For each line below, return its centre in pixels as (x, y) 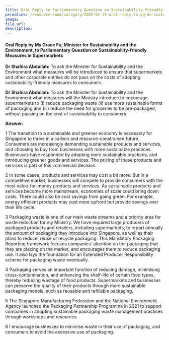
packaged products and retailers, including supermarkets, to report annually (84, 228)
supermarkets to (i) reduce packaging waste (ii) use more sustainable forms (84, 103)
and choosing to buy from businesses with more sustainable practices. (78, 150)
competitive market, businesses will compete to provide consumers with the (84, 181)
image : (12, 19)
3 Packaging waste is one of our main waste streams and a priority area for (83, 217)
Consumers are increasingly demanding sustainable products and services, (83, 144)
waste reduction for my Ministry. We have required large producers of (77, 223)
